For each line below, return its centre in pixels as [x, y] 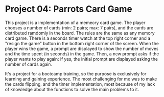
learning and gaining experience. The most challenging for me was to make [81, 79]
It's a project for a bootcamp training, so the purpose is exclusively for [76, 73]
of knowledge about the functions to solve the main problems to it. [72, 89]
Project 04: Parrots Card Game [69, 9]
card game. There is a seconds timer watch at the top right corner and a [78, 38]
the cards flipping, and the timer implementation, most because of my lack [80, 84]
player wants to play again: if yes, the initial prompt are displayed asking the [82, 59]
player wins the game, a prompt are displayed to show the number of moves [82, 48]
